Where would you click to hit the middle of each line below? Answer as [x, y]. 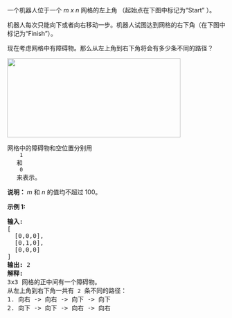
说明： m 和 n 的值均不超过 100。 [54, 192]
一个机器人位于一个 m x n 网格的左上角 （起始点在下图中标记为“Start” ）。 [111, 10]
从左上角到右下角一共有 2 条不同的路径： [67, 291]
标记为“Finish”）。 [32, 34]
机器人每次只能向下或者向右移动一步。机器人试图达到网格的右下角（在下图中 [116, 25]
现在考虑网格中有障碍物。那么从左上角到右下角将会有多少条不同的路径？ [110, 48]
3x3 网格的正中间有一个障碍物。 [54, 282]
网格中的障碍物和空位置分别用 [50, 148]
